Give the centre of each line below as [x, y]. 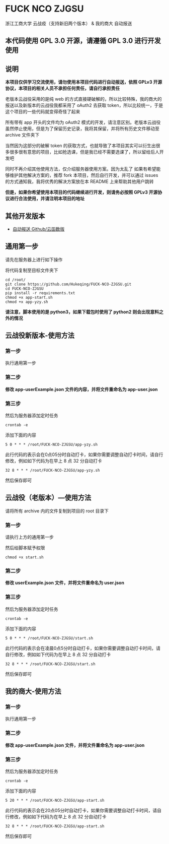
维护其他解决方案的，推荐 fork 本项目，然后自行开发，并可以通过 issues [84, 175]
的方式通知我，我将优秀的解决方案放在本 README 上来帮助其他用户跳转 [80, 181]
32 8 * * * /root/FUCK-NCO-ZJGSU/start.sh [50, 664]
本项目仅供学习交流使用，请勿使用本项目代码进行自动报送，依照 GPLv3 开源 [84, 82]
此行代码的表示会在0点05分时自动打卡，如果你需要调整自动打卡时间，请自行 [84, 455]
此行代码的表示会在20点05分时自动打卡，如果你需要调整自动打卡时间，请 [81, 810]
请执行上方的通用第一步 [29, 537]
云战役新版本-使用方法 [40, 336]
